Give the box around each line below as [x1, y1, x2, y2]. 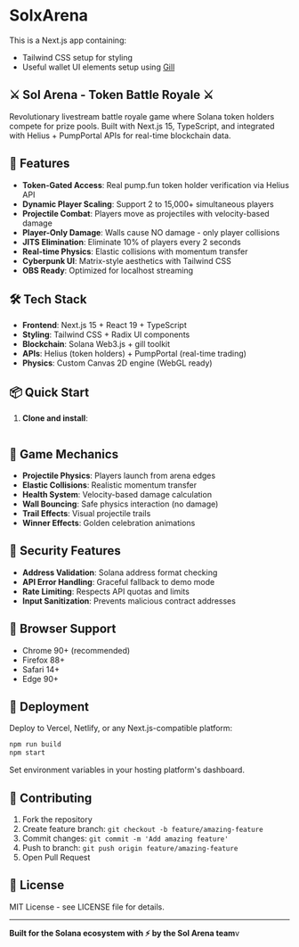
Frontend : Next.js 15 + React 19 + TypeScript [21, 320, 187, 331]
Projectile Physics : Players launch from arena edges [21, 470, 216, 481]
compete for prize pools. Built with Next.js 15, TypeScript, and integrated [9, 120, 275, 131]
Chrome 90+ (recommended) [21, 645, 131, 655]
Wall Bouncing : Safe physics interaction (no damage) [21, 498, 219, 509]
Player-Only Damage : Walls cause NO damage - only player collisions [21, 226, 280, 237]
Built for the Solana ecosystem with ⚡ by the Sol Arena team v [9, 927, 240, 938]
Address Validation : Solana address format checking [21, 567, 218, 578]
